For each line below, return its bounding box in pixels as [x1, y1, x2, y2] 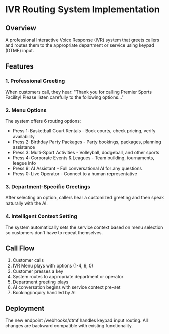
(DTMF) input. [5, 48, 34, 53]
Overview [5, 24, 37, 32]
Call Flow [5, 244, 35, 252]
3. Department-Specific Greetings [5, 183, 91, 190]
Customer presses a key [12, 268, 64, 274]
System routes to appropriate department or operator [12, 274, 124, 280]
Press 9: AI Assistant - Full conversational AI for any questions [12, 165, 142, 171]
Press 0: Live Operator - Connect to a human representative [12, 170, 137, 177]
